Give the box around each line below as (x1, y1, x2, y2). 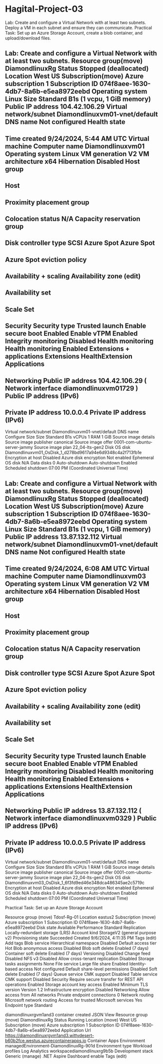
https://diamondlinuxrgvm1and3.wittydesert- (5, 1032, 94, 1038)
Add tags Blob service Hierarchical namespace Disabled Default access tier (5, 940, 157, 946)
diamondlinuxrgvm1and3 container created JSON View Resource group (5, 1011, 148, 1018)
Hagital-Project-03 (5, 3, 84, 15)
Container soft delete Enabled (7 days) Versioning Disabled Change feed (5, 950, 151, 956)
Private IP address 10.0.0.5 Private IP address (5, 838, 146, 847)
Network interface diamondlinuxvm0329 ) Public (5, 814, 157, 823)
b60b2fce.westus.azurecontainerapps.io (5, 1038, 87, 1044)
